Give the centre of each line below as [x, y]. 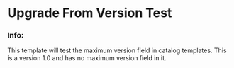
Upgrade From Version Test [90, 13]
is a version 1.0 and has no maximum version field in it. [87, 58]
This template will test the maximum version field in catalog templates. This [117, 50]
